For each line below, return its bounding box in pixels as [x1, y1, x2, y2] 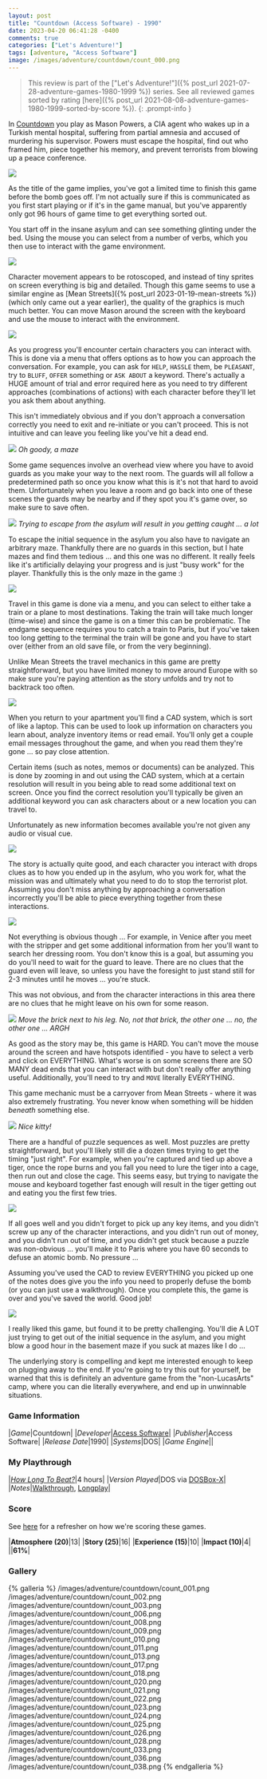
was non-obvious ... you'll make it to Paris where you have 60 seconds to [8, 1244, 249, 1253]
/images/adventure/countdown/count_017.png [8, 1660, 159, 1670]
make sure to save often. [8, 502, 89, 512]
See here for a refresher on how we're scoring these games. [8, 1521, 206, 1531]
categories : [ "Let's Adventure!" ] [8, 42, 124, 50]
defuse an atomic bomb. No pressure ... [8, 1252, 139, 1262]
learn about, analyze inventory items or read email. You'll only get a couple [8, 729, 253, 739]
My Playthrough [8, 1457, 72, 1468]
